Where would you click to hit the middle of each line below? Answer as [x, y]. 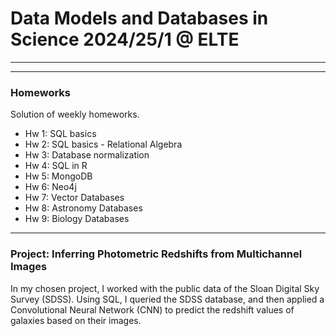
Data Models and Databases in [139, 18]
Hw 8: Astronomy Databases [83, 208]
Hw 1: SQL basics [60, 134]
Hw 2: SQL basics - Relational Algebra [103, 144]
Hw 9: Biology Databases [77, 219]
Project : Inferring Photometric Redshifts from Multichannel [156, 254]
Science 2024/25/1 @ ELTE [125, 39]
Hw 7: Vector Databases [74, 198]
